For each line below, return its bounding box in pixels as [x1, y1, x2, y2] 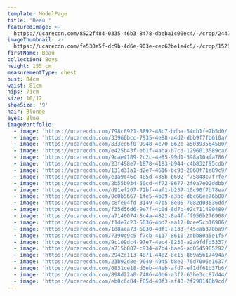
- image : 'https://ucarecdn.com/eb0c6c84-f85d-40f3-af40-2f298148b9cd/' [13, 278, 231, 285]
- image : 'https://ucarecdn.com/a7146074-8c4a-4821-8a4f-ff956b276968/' [13, 213, 231, 220]
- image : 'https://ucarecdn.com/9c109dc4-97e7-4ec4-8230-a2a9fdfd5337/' [13, 238, 231, 245]
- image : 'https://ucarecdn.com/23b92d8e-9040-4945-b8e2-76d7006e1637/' [13, 258, 231, 265]
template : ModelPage [7, 10, 68, 18]
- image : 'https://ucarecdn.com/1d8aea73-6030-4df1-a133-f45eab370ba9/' [13, 225, 231, 232]
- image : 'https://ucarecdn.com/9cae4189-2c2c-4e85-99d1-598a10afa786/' [13, 154, 231, 161]
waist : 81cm [7, 82, 42, 89]
